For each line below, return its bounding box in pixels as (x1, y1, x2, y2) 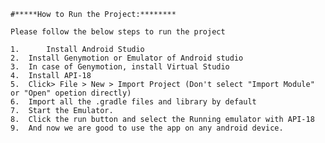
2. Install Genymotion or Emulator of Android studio (10, 53, 244, 63)
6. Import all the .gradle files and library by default (10, 97, 257, 107)
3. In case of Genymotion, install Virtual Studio (10, 62, 230, 72)
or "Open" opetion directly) (10, 88, 132, 98)
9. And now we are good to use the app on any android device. (10, 123, 284, 133)
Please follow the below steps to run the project (10, 27, 226, 37)
